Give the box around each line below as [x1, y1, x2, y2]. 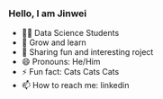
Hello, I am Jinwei [8, 7, 87, 20]
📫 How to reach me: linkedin [21, 80, 130, 91]
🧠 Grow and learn [21, 37, 86, 48]
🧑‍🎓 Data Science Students [21, 28, 120, 39]
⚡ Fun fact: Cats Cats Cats [21, 67, 120, 77]
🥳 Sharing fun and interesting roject [21, 47, 154, 58]
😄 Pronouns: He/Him [21, 57, 101, 67]
